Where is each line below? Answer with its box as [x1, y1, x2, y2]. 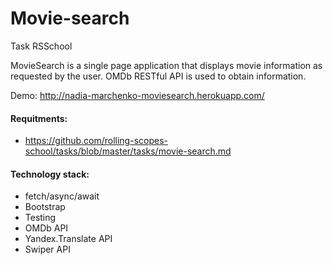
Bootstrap [24, 201, 66, 213]
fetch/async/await [24, 190, 100, 202]
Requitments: [10, 112, 68, 124]
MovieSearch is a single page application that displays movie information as [10, 59, 323, 71]
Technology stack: [10, 168, 90, 180]
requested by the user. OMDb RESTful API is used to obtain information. [10, 70, 307, 82]
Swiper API [24, 243, 71, 256]
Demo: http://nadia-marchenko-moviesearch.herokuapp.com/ [10, 89, 265, 101]
